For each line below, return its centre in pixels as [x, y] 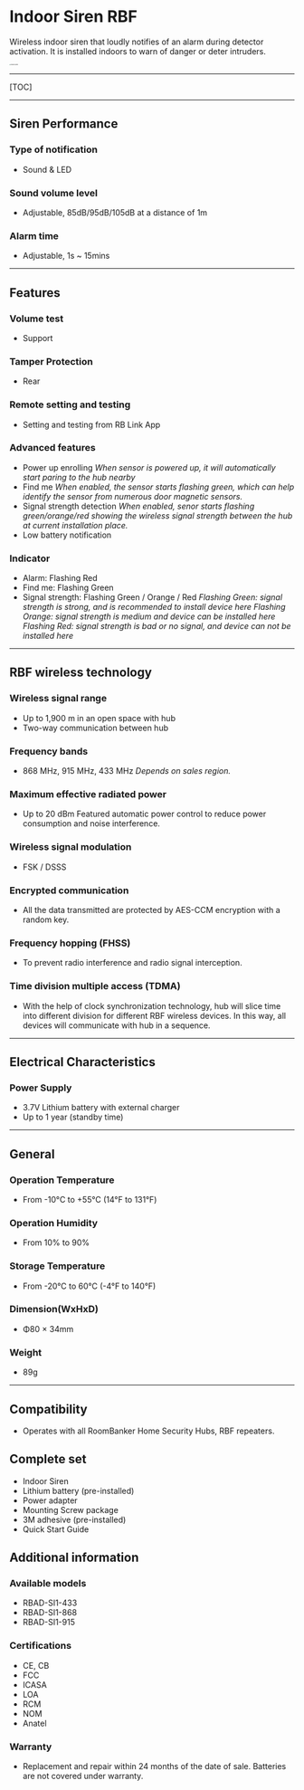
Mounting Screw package [71, 1509]
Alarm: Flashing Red [60, 578]
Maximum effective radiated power [88, 794]
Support [38, 338]
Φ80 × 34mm [48, 1328]
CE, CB [36, 1665]
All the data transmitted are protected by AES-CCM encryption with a [151, 909]
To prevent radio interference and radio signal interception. [132, 963]
